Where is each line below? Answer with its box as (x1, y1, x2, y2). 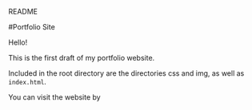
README (8, 7, 38, 16)
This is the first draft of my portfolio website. (8, 53, 155, 62)
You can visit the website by (8, 92, 102, 102)
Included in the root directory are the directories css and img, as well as (8, 69, 245, 78)
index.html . (8, 77, 46, 86)
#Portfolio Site (8, 22, 56, 31)
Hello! (8, 37, 28, 47)
